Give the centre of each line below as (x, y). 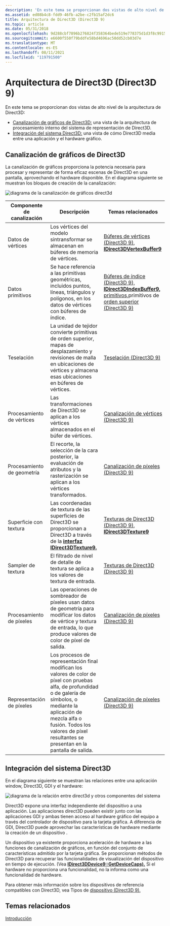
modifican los (66, 668)
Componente (27, 205)
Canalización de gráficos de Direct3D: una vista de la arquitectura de (84, 122)
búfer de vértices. (71, 436)
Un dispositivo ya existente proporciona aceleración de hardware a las (78, 842)
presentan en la (69, 744)
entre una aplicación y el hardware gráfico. (57, 139)
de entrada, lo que (72, 628)
